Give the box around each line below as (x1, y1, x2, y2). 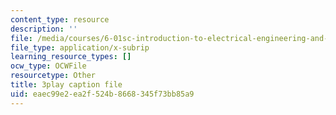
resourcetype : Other (10, 71, 97, 81)
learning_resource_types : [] (10, 52, 132, 62)
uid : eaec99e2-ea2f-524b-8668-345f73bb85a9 (10, 89, 195, 99)
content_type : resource (10, 14, 110, 25)
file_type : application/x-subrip (10, 42, 150, 53)
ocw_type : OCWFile (10, 61, 87, 71)
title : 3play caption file (10, 80, 123, 90)
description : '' (10, 24, 78, 34)
